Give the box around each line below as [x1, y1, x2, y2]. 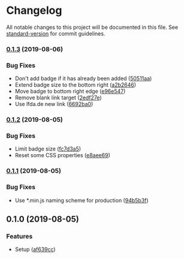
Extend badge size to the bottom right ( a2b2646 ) [14, 81, 137, 89]
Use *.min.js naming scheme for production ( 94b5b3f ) [14, 196, 149, 204]
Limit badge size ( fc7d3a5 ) [14, 145, 82, 152]
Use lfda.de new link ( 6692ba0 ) [14, 101, 93, 108]
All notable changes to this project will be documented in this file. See [6, 23, 179, 31]
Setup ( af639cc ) [14, 246, 56, 253]
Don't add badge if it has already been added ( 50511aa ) [14, 75, 152, 82]
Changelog [6, 4, 62, 17]
